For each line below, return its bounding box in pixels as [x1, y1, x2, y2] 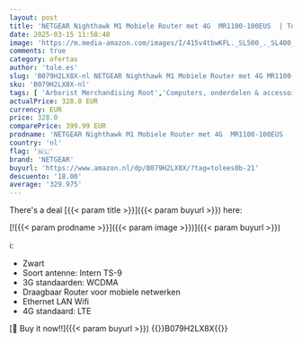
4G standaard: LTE [22, 306, 92, 317]
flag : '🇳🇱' [9, 146, 54, 155]
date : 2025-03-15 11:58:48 [9, 30, 111, 39]
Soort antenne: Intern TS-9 [22, 268, 123, 278]
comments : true [9, 47, 67, 56]
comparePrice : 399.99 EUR [9, 122, 106, 131]
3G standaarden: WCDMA [22, 277, 119, 288]
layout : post [9, 13, 58, 22]
